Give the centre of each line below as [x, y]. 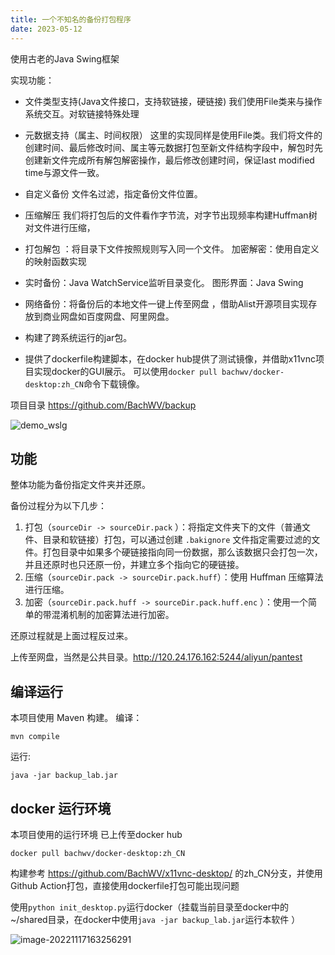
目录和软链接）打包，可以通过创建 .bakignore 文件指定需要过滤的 [177, 540]
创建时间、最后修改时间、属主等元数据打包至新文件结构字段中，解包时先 [173, 147]
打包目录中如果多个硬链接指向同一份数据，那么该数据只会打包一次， [182, 552]
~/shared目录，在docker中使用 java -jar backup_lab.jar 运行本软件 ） [155, 919]
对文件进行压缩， [60, 227]
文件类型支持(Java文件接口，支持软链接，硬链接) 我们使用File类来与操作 [173, 101]
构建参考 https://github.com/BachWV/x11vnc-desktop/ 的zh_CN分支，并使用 [166, 873]
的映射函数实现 [55, 261]
